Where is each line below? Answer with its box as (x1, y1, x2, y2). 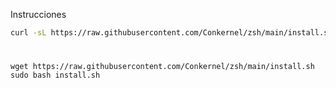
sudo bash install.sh (10, 70, 101, 81)
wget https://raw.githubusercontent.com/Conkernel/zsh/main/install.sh (10, 62, 315, 72)
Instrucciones (10, 9, 67, 20)
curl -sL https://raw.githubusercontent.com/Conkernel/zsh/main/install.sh (10, 28, 333, 38)
